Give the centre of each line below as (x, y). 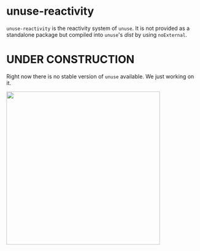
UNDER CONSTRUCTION (71, 60)
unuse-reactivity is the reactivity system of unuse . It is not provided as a (98, 28)
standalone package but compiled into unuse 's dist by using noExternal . (97, 34)
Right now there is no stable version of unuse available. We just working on (100, 76)
